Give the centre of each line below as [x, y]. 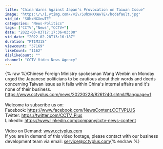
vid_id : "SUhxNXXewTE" [28, 19]
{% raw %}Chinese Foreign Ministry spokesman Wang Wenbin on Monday [80, 74]
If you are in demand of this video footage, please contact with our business [82, 136]
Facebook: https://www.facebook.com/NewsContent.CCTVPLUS [70, 110]
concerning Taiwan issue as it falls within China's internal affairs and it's [77, 84]
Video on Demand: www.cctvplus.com [44, 131]
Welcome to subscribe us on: [34, 105]
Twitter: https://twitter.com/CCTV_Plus [44, 115]
